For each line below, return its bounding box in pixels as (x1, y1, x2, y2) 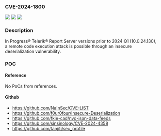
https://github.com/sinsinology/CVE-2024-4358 (12, 120, 108, 126)
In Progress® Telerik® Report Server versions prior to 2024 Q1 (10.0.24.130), (5, 38, 157, 44)
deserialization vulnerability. (5, 48, 61, 54)
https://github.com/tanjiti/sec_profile (12, 125, 85, 131)
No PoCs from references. (5, 83, 57, 89)
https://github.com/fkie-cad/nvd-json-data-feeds (12, 115, 111, 121)
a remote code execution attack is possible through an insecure (5, 43, 132, 49)
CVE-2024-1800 (5, 3, 45, 10)
